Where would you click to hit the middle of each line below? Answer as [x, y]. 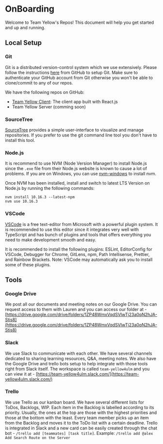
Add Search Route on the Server [38, 438]
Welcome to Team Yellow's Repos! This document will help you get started [80, 22]
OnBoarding [30, 9]
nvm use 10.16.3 [21, 202]
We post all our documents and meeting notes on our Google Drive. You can [81, 304]
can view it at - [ [21, 374]
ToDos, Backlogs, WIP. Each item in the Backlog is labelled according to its [80, 407]
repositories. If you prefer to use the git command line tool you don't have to [81, 135]
